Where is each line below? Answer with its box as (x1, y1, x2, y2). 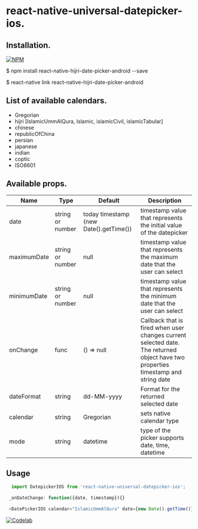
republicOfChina (14, 130, 55, 137)
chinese (14, 124, 34, 131)
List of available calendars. (6, 96, 107, 106)
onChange (9, 345, 38, 354)
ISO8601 (14, 161, 36, 169)
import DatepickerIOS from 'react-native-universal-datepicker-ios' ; (11, 484, 186, 490)
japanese (14, 143, 37, 150)
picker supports (140, 433, 184, 442)
